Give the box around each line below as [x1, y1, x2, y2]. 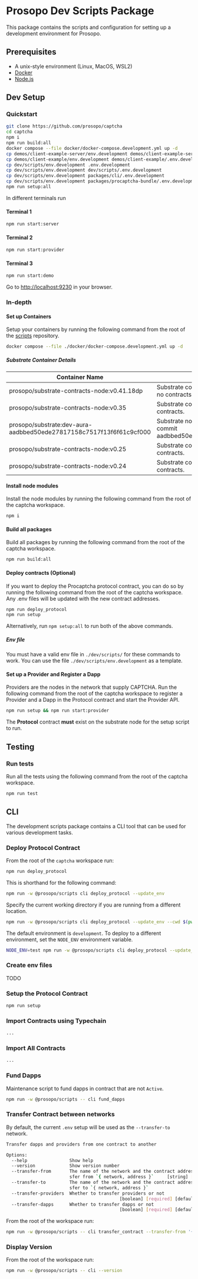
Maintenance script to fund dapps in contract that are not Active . [6, 1085, 164, 1092]
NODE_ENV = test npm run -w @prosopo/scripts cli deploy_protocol [6, 947, 167, 953]
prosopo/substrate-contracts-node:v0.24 [9, 462, 127, 470]
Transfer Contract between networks [6, 1110, 115, 1118]
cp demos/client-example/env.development [6, 156, 110, 162]
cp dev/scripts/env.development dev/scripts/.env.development [6, 167, 162, 174]
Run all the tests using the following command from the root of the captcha [6, 773, 188, 780]
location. [6, 907, 28, 914]
